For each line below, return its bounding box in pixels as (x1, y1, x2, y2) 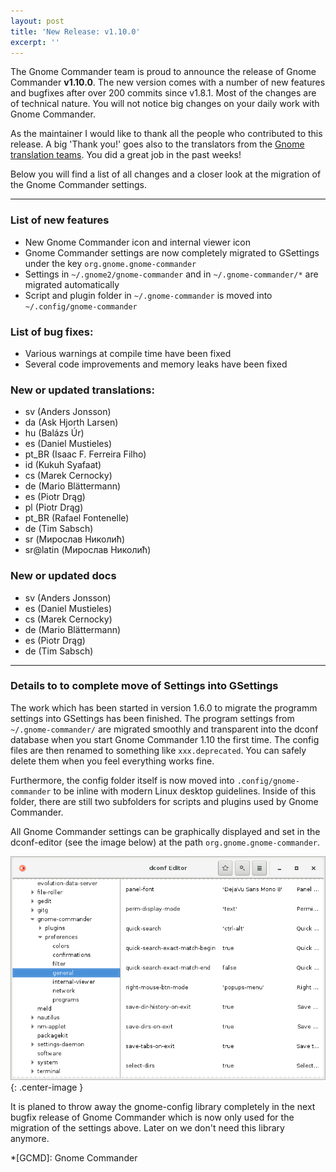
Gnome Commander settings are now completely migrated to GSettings (24, 246, 320, 259)
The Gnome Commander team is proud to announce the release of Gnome (10, 66, 317, 78)
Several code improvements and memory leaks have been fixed (24, 358, 288, 370)
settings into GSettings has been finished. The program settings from (10, 712, 295, 724)
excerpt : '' (10, 37, 60, 47)
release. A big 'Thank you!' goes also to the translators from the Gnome (10, 138, 305, 150)
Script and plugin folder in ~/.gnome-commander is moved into (24, 289, 273, 301)
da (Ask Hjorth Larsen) (24, 416, 119, 429)
